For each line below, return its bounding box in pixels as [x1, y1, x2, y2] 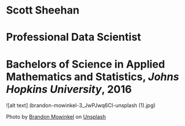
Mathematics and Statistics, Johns [6, 70, 179, 83]
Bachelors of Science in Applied [6, 57, 166, 71]
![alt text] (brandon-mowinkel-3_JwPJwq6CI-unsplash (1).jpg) [6, 102, 156, 109]
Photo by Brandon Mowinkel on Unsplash [6, 113, 106, 121]
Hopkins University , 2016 [6, 82, 132, 96]
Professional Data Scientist [6, 31, 142, 44]
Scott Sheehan [6, 4, 80, 17]
